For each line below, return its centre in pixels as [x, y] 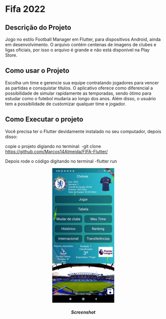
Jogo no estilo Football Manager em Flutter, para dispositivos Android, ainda [83, 39]
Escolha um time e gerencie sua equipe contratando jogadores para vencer [82, 82]
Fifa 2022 [25, 9]
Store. [11, 55]
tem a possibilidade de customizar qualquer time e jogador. [66, 104]
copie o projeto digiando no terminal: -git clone [53, 146]
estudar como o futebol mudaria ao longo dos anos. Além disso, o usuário [81, 98]
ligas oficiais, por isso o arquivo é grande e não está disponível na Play [77, 50]
